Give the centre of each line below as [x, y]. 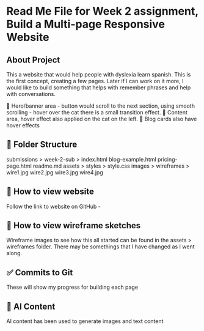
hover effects [23, 125]
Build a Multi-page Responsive [86, 24]
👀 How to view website [50, 192]
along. [14, 253]
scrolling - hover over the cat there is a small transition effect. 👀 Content [97, 112]
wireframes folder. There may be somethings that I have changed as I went [100, 247]
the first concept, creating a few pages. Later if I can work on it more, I [95, 81]
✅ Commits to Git [40, 273]
